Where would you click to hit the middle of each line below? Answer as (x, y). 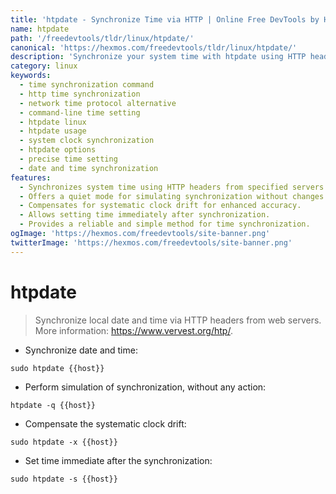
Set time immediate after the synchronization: (118, 460)
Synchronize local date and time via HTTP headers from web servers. (178, 320)
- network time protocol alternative (98, 103)
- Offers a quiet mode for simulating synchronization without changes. (174, 196)
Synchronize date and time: (81, 350)
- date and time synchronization (89, 168)
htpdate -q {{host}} (53, 405)
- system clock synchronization (87, 141)
